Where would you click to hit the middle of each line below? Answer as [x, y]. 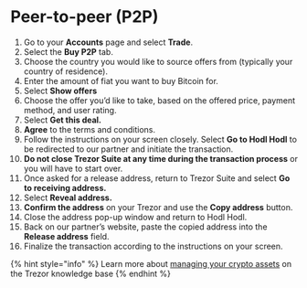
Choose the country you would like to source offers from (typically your [158, 61]
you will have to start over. [73, 168]
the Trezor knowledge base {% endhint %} [91, 273]
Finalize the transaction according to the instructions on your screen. [153, 246]
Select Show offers [60, 91]
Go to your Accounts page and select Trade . [108, 42]
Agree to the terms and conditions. [90, 129]
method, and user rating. [70, 110]
